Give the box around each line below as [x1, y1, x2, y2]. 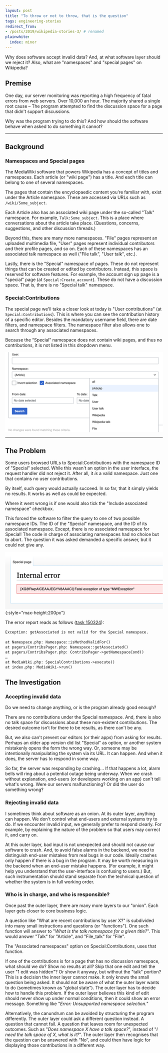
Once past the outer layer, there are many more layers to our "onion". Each [5, 902, 159, 908]
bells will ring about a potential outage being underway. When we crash [5, 770, 152, 777]
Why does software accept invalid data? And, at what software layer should [5, 54, 161, 60]
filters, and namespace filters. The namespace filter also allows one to [5, 321, 150, 327]
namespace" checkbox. [5, 505, 54, 512]
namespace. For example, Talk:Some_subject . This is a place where [5, 215, 144, 221]
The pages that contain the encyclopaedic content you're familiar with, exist [5, 189, 161, 195]
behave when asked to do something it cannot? [5, 123, 103, 129]
